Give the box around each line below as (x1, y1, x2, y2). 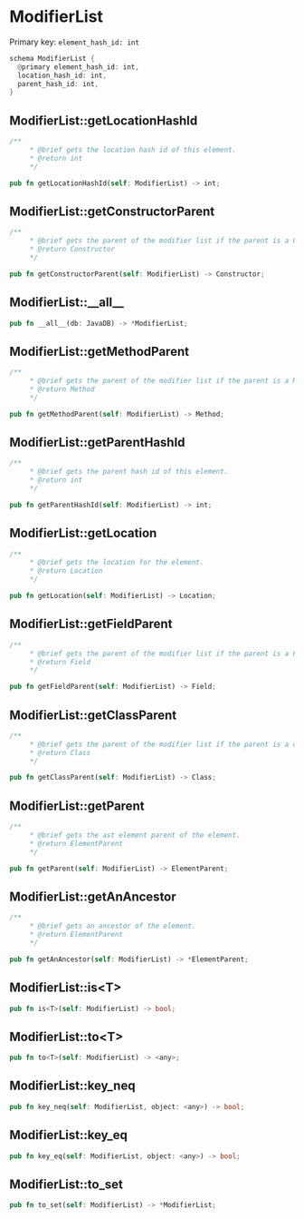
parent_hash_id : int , (17, 79, 100, 88)
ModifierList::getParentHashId (9, 434, 185, 450)
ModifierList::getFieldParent (9, 616, 173, 632)
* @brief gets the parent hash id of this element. (29, 467, 229, 477)
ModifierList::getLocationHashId (9, 113, 198, 128)
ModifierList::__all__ (9, 295, 124, 310)
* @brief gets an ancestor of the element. (29, 921, 196, 931)
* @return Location (29, 566, 103, 575)
